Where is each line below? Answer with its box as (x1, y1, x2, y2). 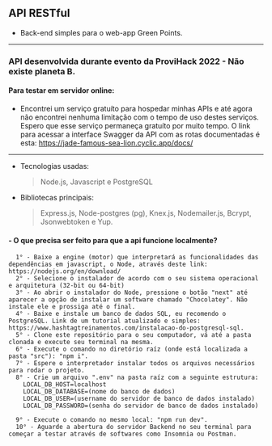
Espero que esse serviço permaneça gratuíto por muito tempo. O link (19, 120, 251, 130)
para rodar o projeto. (8, 367, 85, 375)
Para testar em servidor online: (8, 86, 115, 95)
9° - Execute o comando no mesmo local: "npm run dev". (15, 416, 208, 424)
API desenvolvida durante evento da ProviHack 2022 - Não (8, 56, 244, 67)
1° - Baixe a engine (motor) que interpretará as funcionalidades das (15, 254, 259, 262)
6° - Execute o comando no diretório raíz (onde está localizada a (15, 345, 249, 354)
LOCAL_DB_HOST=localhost (23, 381, 107, 389)
